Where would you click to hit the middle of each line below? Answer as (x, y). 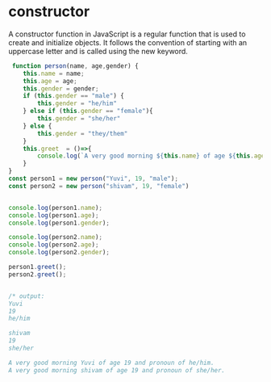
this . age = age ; (50, 81)
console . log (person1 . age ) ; (54, 215)
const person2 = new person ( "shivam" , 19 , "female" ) (99, 186)
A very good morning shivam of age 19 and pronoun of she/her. (117, 370)
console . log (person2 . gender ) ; (59, 253)
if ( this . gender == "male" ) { (74, 96)
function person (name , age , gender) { (75, 66)
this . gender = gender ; (61, 88)
